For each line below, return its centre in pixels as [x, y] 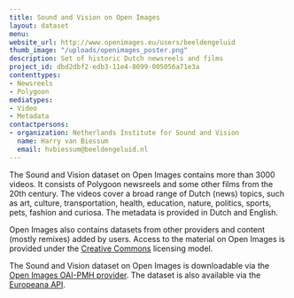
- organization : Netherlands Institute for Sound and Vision [124, 133]
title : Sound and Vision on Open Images [85, 17]
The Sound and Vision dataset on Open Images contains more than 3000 [143, 175]
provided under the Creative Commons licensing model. [111, 248]
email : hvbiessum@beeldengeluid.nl [83, 149]
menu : [19, 34]
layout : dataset [39, 26]
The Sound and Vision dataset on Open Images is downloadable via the [139, 265]
